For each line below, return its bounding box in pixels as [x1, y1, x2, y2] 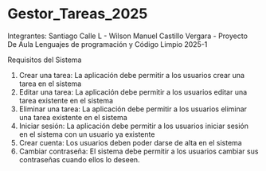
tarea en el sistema [18, 79, 82, 88]
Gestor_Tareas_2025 [7, 5, 148, 23]
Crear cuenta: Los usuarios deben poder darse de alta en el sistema [18, 138, 242, 147]
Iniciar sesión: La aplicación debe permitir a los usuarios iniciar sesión [18, 121, 248, 130]
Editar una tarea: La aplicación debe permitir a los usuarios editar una [18, 87, 248, 96]
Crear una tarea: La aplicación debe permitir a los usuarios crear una [18, 70, 244, 80]
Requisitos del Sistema [7, 55, 82, 64]
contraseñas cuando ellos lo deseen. [18, 154, 140, 164]
